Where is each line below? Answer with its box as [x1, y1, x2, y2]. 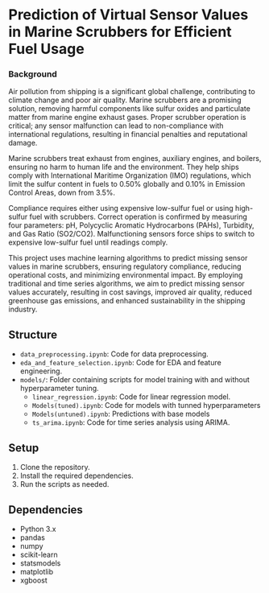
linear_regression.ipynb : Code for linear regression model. [31, 392, 231, 402]
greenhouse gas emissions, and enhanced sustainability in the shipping [8, 296, 246, 306]
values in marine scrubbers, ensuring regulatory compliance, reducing [8, 261, 242, 271]
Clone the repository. [19, 463, 90, 472]
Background [8, 68, 58, 80]
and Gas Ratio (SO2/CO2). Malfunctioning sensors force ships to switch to [8, 229, 255, 239]
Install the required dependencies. [19, 471, 134, 480]
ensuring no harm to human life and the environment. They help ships [8, 163, 239, 172]
